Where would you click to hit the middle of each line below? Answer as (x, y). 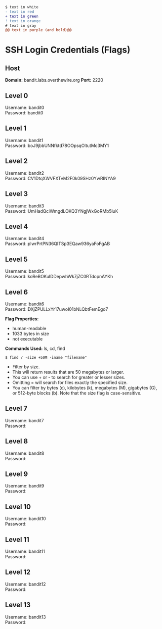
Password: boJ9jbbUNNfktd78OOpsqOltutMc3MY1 (57, 145)
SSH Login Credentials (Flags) (68, 50)
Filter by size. (26, 367)
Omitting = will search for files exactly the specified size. (70, 382)
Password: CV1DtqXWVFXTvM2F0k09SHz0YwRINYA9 (61, 178)
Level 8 (17, 441)
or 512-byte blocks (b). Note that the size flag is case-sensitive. (77, 393)
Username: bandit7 (25, 420)
